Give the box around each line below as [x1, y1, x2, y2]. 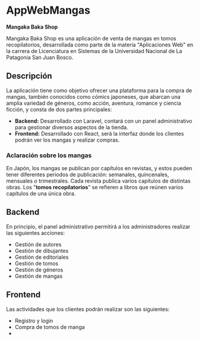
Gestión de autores [14, 240, 62, 248]
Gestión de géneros [14, 266, 64, 273]
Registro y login [14, 317, 53, 324]
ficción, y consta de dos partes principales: [6, 105, 112, 113]
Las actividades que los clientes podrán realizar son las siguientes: [6, 305, 170, 312]
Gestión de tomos [14, 259, 58, 267]
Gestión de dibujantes [14, 247, 69, 254]
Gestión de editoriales [14, 254, 69, 261]
